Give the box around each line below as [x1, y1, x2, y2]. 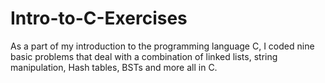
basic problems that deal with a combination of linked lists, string [10, 50, 278, 62]
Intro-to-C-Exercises [10, 7, 188, 30]
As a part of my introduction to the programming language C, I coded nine [10, 40, 315, 52]
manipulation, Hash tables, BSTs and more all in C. [10, 61, 218, 73]
